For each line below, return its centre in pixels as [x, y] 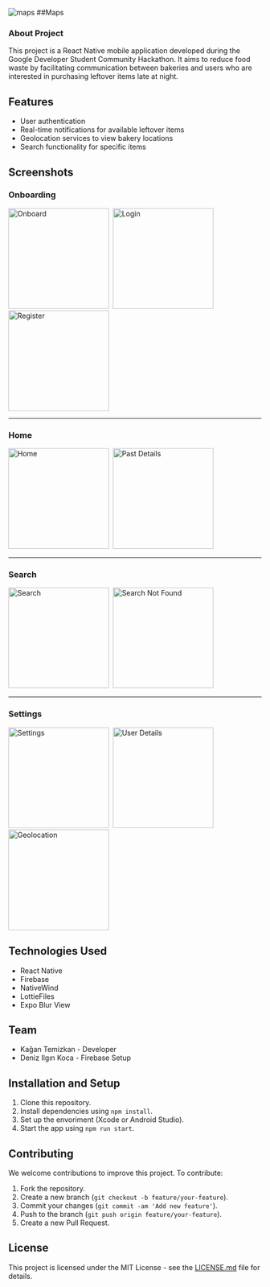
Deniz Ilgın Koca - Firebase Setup [75, 1058]
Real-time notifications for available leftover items [102, 130]
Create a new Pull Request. [65, 1223]
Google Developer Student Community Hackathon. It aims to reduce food [129, 60]
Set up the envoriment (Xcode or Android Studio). [102, 1120]
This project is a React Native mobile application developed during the [125, 51]
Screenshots [41, 172]
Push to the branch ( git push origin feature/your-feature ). [121, 1214]
